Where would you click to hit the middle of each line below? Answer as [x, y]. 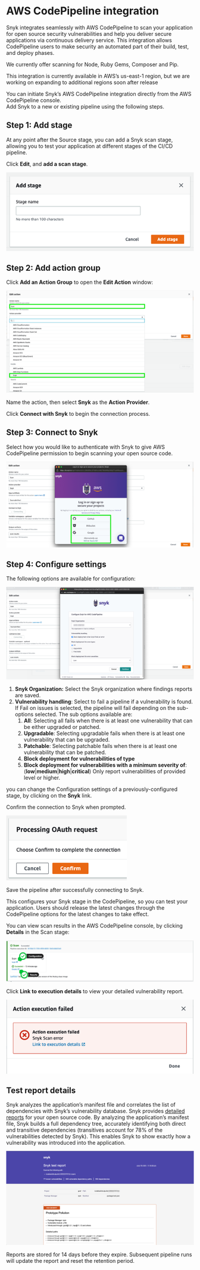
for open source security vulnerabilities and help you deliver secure [89, 33]
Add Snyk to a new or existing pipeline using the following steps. [85, 106]
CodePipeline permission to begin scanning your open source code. [90, 453]
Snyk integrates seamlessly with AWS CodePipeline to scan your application [99, 27]
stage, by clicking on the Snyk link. [49, 795]
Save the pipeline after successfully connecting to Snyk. [75, 889]
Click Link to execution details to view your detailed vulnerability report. [95, 991]
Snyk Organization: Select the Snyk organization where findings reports [103, 689]
